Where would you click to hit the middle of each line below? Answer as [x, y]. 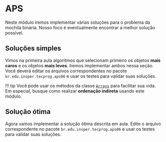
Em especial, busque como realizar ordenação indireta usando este [75, 91]
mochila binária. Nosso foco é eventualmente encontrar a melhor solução [80, 27]
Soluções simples [33, 48]
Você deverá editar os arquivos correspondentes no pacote [66, 71]
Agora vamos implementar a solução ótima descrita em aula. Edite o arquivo [83, 124]
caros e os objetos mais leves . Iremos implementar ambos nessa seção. [80, 65]
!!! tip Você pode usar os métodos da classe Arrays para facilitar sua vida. [81, 86]
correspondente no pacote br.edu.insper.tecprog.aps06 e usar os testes [80, 129]
